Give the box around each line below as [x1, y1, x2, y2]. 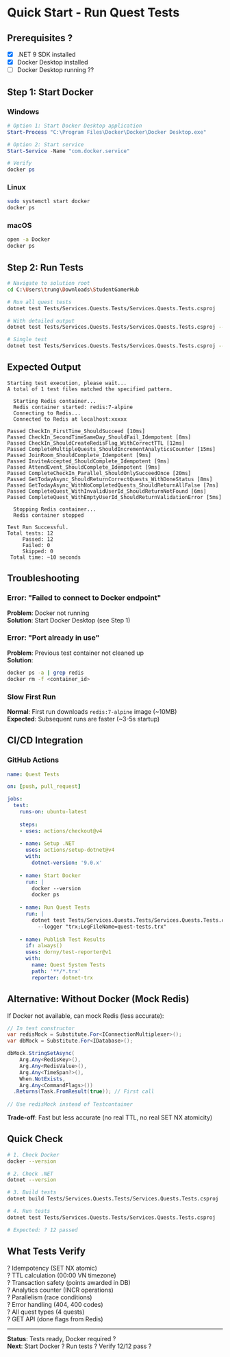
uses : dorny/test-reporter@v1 [25, 949, 112, 955]
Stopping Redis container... [13, 506, 97, 513]
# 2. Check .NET [7, 1170, 53, 1177]
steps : [19, 821, 38, 828]
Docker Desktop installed [16, 58, 88, 67]
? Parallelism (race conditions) [7, 1292, 92, 1301]
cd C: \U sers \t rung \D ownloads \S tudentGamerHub [7, 286, 139, 293]
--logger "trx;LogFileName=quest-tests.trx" [37, 923, 167, 930]
